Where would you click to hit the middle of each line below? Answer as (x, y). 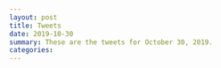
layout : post (33, 17)
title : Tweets (36, 26)
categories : (31, 50)
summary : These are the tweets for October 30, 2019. (111, 42)
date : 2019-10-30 (41, 34)
